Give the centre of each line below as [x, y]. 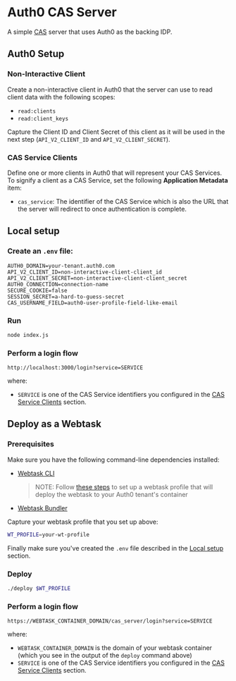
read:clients [37, 111]
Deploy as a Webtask [55, 424]
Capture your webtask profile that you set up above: [83, 522]
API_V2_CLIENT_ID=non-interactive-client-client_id [85, 272]
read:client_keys [43, 118]
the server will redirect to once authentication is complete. [102, 209]
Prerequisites [31, 444]
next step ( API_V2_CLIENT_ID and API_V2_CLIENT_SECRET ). [89, 139]
